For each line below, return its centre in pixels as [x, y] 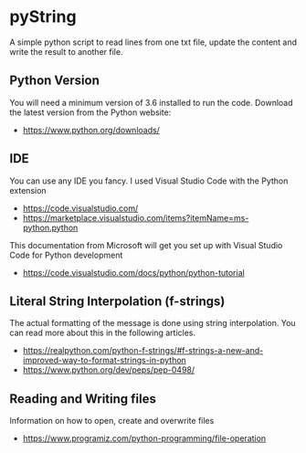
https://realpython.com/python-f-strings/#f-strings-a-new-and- [143, 351]
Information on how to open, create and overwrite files [112, 421]
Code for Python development [66, 255]
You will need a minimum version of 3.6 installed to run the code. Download [152, 102]
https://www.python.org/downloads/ [91, 130]
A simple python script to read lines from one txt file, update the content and [153, 42]
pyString [43, 17]
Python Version [55, 81]
